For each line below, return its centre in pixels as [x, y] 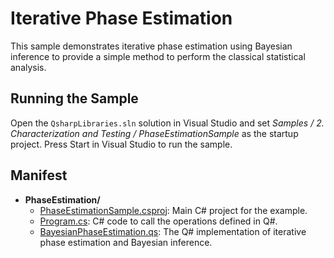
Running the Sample [74, 98]
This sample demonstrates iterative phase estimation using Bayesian [151, 46]
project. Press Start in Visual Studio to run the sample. [121, 144]
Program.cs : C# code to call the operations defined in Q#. [158, 221]
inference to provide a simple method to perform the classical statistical [158, 56]
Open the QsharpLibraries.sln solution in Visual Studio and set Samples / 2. [167, 123]
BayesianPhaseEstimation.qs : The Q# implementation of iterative [173, 231]
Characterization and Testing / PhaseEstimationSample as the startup [154, 133]
